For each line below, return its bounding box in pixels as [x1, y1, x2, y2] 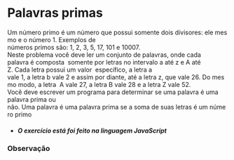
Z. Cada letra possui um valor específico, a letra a [7, 65, 153, 74]
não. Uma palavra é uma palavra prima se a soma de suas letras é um [7, 102, 208, 111]
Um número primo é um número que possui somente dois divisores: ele [7, 28, 214, 36]
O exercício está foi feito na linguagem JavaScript [17, 126, 167, 135]
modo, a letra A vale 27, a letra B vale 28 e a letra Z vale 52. [18, 80, 191, 88]
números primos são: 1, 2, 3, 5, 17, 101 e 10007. [7, 43, 141, 51]
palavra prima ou [7, 95, 56, 103]
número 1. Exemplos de [29, 35, 96, 44]
